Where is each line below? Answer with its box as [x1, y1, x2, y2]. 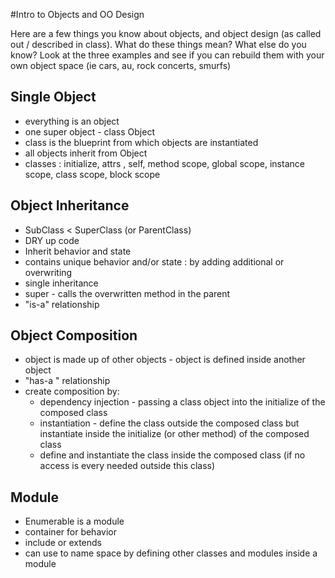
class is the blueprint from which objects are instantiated [24, 136, 259, 148]
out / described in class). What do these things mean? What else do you [10, 39, 307, 50]
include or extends [24, 537, 103, 549]
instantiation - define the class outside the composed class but [39, 417, 300, 429]
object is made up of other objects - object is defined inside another [24, 354, 306, 366]
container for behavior [24, 526, 117, 538]
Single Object [10, 89, 97, 106]
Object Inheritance [10, 197, 130, 214]
